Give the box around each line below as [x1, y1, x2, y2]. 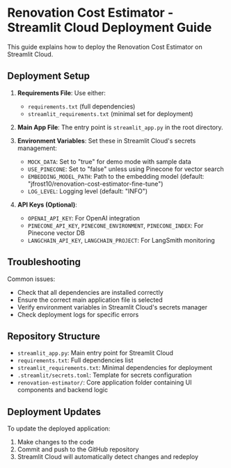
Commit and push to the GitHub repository [17, 445, 139, 453]
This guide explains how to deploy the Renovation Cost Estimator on [7, 42, 203, 51]
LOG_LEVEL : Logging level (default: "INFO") [27, 186, 148, 195]
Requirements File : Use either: [17, 88, 106, 97]
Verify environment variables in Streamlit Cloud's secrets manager [17, 302, 207, 311]
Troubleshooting [7, 256, 81, 268]
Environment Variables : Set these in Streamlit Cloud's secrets [17, 136, 196, 145]
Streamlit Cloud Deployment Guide [7, 19, 212, 35]
